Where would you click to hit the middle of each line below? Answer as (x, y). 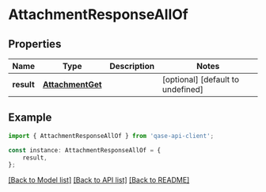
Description (132, 66)
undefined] (182, 89)
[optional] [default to (201, 79)
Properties (35, 44)
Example (30, 118)
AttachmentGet (72, 84)
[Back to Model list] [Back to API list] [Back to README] (99, 180)
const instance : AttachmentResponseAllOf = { (84, 150)
